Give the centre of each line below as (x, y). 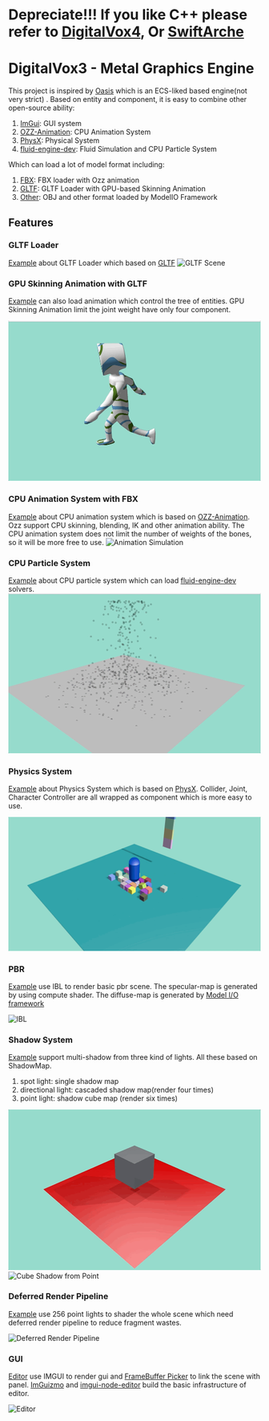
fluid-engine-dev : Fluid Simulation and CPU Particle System (118, 149)
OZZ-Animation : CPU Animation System (85, 132)
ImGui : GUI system (50, 124)
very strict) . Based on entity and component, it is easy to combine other (128, 100)
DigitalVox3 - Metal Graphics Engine (131, 69)
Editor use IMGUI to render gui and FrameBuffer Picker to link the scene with (134, 1376)
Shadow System (41, 1040)
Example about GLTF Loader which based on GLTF (92, 263)
